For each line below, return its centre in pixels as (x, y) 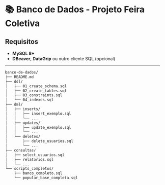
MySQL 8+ (23, 53)
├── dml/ (14, 105)
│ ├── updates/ (23, 123)
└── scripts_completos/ (29, 169)
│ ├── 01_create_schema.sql (36, 86)
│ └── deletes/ (23, 137)
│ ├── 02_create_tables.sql (36, 91)
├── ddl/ (14, 81)
